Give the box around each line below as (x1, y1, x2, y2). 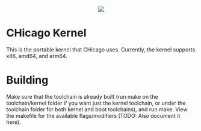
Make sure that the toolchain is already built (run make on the (6, 93, 158, 100)
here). (6, 118, 21, 126)
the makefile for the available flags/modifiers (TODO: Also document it (6, 112, 181, 119)
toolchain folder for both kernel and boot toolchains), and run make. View (6, 105, 188, 113)
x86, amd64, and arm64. (6, 52, 67, 59)
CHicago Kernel (6, 26, 87, 40)
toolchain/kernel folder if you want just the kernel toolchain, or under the (6, 99, 186, 106)
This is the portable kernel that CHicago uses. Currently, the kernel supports (6, 45, 196, 53)
